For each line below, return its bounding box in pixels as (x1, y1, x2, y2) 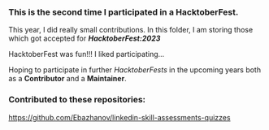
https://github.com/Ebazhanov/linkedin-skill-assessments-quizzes (8, 112, 231, 122)
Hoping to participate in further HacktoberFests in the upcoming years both (8, 65, 262, 75)
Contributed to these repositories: (8, 94, 146, 106)
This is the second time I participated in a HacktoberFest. (8, 6, 239, 18)
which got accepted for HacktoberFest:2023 (8, 33, 161, 43)
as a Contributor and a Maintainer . (8, 74, 128, 84)
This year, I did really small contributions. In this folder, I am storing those (8, 25, 254, 35)
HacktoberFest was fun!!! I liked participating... (8, 50, 165, 59)
